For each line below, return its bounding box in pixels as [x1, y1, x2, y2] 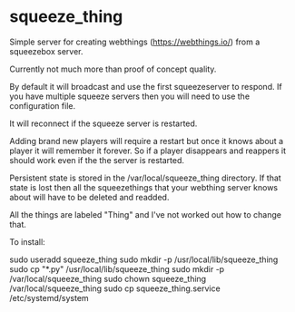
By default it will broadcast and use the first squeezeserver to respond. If [9, 81, 283, 92]
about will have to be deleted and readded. [9, 191, 170, 202]
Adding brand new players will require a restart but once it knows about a [9, 135, 284, 146]
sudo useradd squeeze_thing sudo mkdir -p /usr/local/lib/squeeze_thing [9, 254, 279, 265]
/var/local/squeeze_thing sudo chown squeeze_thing [9, 273, 207, 284]
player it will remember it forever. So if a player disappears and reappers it [9, 145, 287, 156]
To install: [9, 236, 45, 247]
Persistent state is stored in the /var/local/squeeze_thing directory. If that [9, 172, 281, 183]
